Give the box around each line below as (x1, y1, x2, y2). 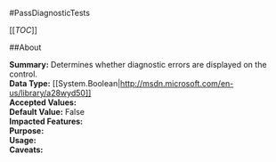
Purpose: (9, 126, 45, 136)
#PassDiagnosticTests (9, 8, 91, 18)
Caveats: (9, 144, 44, 155)
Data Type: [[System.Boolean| (9, 78, 121, 88)
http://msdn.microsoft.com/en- (119, 78, 234, 88)
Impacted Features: (9, 116, 83, 126)
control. (9, 69, 38, 79)
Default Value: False (9, 107, 85, 117)
